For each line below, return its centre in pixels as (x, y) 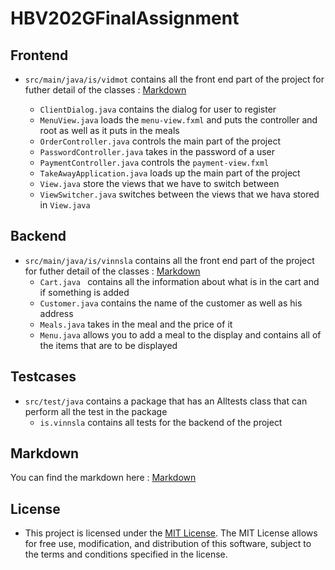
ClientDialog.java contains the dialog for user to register (158, 109)
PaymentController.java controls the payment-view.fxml (154, 162)
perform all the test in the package (96, 411)
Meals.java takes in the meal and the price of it (136, 324)
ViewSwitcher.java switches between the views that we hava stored (179, 194)
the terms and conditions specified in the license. (126, 554)
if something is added (84, 292)
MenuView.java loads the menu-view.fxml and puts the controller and (178, 120)
